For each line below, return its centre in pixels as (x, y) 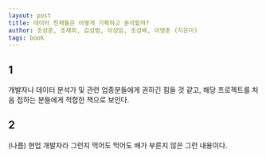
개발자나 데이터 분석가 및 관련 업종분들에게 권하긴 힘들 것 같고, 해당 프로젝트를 (129, 90)
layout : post (30, 15)
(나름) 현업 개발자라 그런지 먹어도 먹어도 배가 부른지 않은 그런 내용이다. (118, 145)
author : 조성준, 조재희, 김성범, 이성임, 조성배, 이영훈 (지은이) (103, 30)
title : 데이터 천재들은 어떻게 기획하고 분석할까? (79, 23)
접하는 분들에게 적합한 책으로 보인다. (73, 100)
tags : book (26, 38)
